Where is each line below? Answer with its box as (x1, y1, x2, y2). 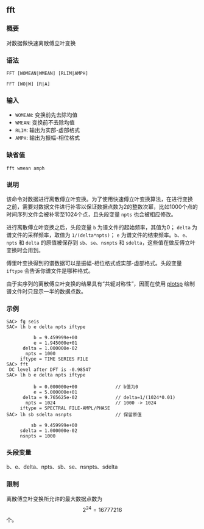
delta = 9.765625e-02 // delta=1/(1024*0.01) (22, 395, 175, 401)
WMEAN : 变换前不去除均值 (15, 119, 75, 126)
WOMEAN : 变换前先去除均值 (15, 111, 78, 118)
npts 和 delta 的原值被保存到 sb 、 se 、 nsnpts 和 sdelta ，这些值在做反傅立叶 (6, 239, 196, 246)
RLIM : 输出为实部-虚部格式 (15, 126, 80, 134)
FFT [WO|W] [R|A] (6, 81, 51, 87)
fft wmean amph (6, 165, 45, 171)
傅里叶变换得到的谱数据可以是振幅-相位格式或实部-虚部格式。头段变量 (6, 259, 182, 267)
